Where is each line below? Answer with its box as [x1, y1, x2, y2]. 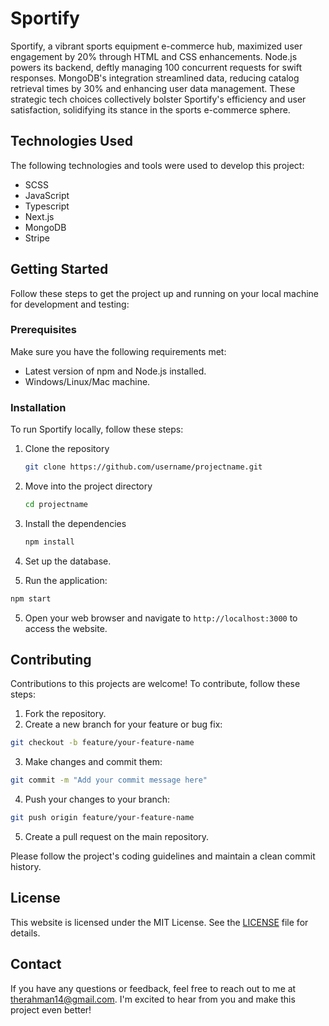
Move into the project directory [24, 480, 153, 492]
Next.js [24, 210, 55, 222]
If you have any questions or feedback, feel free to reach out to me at [10, 982, 297, 994]
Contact [10, 956, 62, 973]
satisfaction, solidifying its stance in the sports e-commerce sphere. [10, 103, 291, 116]
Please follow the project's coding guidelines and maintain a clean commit [10, 850, 316, 862]
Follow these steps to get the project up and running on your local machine [10, 287, 320, 299]
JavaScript [24, 189, 70, 201]
